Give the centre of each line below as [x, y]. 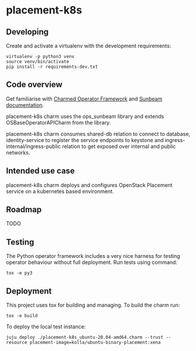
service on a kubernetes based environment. [60, 191]
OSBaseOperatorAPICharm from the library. [59, 122]
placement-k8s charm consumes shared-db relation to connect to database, [98, 134]
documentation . [25, 105]
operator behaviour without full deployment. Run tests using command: [92, 262]
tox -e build [22, 316]
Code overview [34, 85]
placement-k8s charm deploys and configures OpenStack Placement [89, 185]
